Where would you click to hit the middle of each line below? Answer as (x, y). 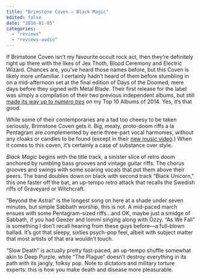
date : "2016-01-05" (31, 23)
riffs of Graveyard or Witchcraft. (46, 189)
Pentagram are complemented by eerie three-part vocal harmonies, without (100, 132)
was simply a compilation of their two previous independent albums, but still (100, 95)
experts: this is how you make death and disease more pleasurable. (90, 269)
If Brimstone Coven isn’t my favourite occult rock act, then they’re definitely (100, 57)
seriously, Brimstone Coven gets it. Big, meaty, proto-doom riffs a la (90, 126)
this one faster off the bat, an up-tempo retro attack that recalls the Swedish (100, 182)
